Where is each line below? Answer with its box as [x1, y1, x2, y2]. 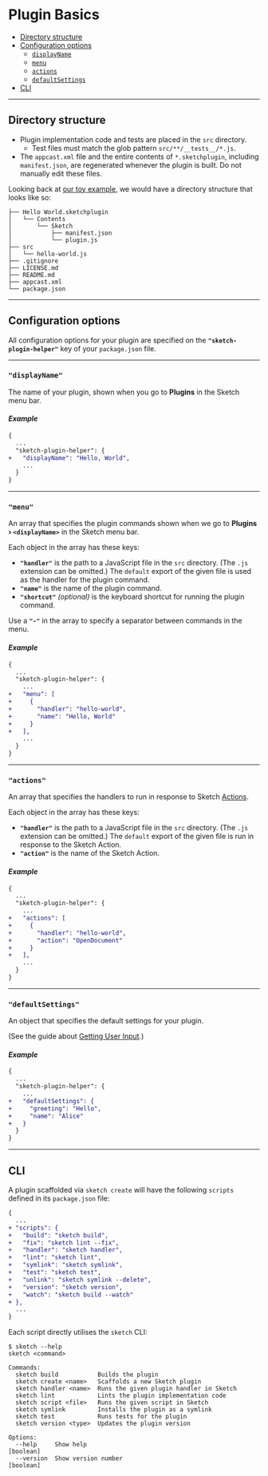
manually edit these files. [19, 168, 102, 178]
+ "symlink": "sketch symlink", [8, 1261, 124, 1269]
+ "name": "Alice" [8, 1112, 84, 1120]
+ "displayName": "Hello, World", [8, 453, 130, 462]
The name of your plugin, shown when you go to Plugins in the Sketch [8, 387, 240, 397]
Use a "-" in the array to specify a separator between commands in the [8, 616, 242, 626]
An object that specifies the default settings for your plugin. [8, 1016, 204, 1026]
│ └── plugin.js [8, 235, 98, 244]
